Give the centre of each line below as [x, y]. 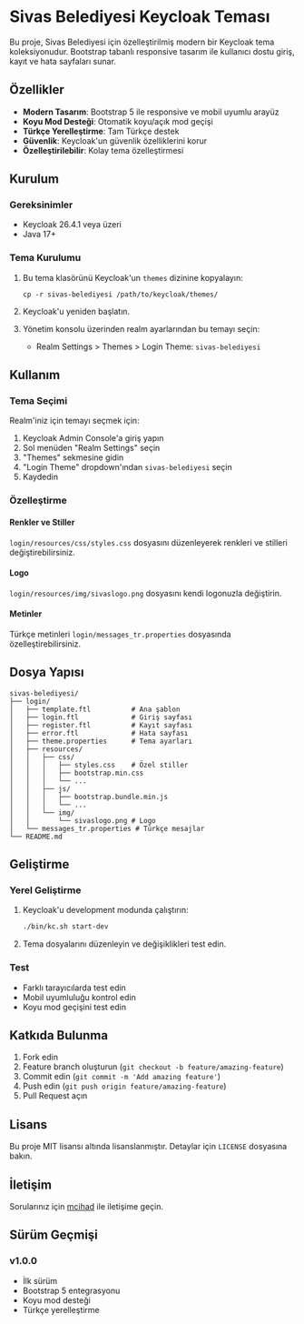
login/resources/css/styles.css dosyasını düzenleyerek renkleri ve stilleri [149, 542]
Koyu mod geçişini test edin [74, 1007]
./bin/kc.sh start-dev [65, 927]
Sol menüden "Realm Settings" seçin [91, 448]
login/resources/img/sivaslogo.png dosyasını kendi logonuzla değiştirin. [146, 593]
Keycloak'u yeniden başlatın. [76, 311]
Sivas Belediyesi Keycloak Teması [140, 17]
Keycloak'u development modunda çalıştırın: [105, 910]
